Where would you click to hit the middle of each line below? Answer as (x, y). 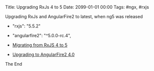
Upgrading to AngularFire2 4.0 (43, 54)
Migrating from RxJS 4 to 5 (40, 45)
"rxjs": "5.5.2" (26, 26)
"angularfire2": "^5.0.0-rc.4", (42, 35)
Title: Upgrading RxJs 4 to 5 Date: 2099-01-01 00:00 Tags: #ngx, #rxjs (77, 7)
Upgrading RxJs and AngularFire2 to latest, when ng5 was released (74, 16)
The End (14, 64)
